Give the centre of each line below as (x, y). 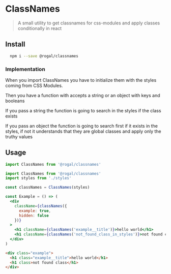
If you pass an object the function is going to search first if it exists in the (82, 126)
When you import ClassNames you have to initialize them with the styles (81, 80)
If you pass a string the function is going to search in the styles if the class (83, 110)
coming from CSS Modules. (34, 85)
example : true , (35, 211)
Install (15, 44)
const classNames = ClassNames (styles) (48, 188)
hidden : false (34, 216)
